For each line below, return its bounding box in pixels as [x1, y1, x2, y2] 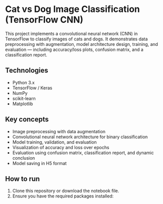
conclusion [12, 155, 35, 161]
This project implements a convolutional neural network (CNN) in [5, 30, 138, 36]
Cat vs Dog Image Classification [5, 3, 140, 15]
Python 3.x [12, 79, 35, 85]
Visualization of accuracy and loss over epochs [12, 144, 109, 150]
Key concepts [5, 115, 49, 124]
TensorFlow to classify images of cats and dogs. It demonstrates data [5, 36, 148, 42]
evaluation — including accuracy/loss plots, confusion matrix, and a [5, 46, 144, 52]
